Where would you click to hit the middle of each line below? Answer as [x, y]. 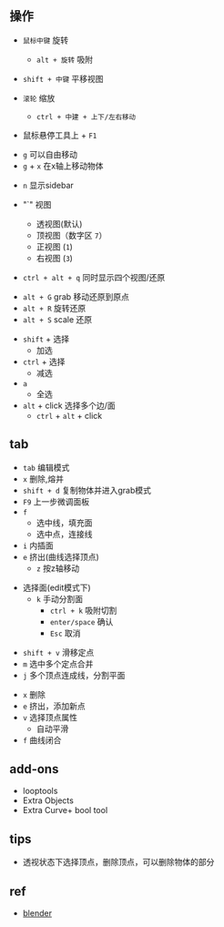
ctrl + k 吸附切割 [83, 610]
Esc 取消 [65, 633]
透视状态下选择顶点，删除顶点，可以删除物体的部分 [118, 862]
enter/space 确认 [81, 621]
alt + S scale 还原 [57, 319]
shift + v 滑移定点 [58, 652]
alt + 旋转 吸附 [65, 59]
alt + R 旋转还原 [54, 308]
